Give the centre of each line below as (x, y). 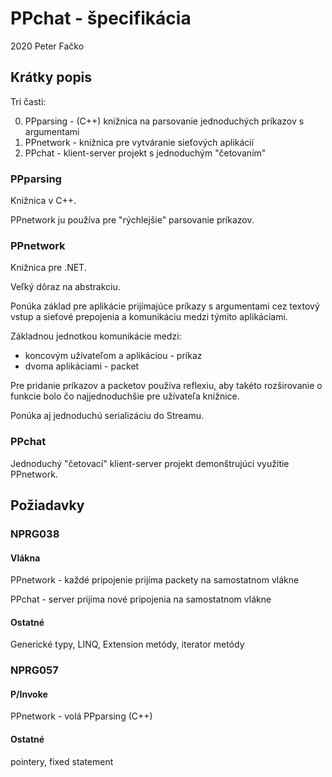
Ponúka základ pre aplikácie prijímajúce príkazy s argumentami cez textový (165, 306)
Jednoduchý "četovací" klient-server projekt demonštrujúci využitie (150, 463)
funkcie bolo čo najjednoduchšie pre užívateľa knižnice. (125, 396)
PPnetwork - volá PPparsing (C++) (81, 716)
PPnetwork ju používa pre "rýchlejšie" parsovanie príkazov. (132, 220)
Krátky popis (51, 77)
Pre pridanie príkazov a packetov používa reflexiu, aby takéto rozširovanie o (166, 386)
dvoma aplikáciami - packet (82, 366)
